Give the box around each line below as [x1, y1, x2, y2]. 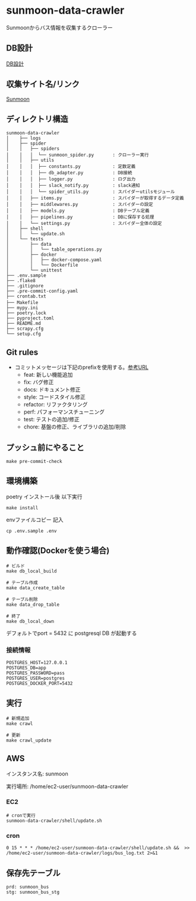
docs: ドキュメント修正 [23, 386, 81, 393]
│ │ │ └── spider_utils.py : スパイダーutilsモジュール [6, 189, 175, 195]
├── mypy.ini [6, 305, 39, 311]
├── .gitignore [6, 283, 44, 289]
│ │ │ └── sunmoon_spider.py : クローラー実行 [6, 152, 149, 158]
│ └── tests [6, 236, 44, 242]
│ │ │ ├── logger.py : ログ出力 [6, 176, 136, 182]
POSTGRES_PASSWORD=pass [6, 670, 65, 676]
